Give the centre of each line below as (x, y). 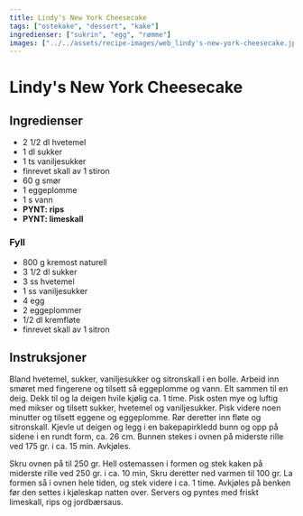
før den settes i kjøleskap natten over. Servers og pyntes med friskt (134, 493)
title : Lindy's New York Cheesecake (78, 18)
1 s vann (37, 200)
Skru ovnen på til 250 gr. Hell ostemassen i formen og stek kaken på (136, 464)
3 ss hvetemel (48, 281)
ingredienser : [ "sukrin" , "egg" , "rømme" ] (90, 34)
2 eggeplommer (52, 310)
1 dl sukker (42, 152)
